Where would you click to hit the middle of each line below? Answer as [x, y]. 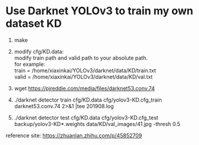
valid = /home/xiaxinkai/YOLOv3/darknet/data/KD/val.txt [83, 77]
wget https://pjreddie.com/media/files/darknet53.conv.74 [85, 88]
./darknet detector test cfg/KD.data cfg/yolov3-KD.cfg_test [86, 118]
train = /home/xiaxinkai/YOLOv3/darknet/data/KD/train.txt [85, 70]
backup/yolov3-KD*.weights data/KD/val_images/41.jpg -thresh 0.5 [97, 124]
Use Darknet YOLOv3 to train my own [99, 11]
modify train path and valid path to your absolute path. [81, 58]
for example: [29, 64]
